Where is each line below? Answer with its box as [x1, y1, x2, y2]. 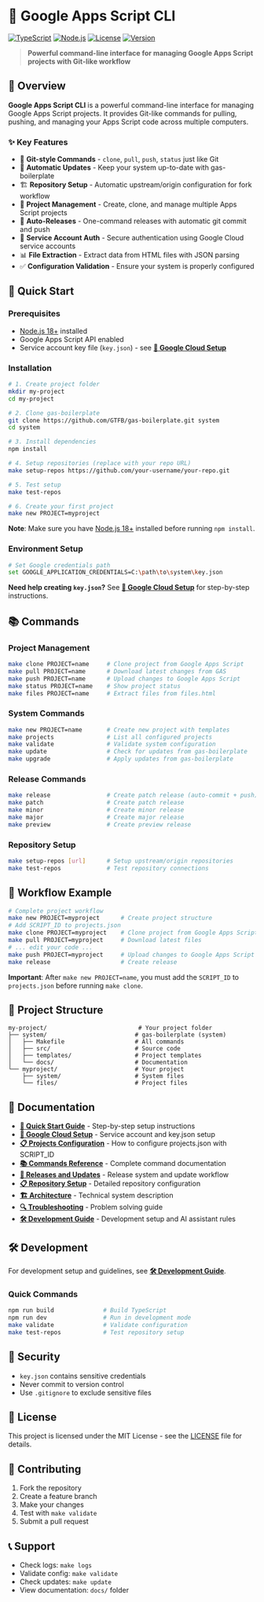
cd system [8, 423, 41, 431]
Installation [8, 362, 53, 373]
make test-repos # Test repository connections [8, 864, 210, 872]
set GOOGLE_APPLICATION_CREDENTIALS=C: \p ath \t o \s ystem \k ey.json [8, 569, 223, 577]
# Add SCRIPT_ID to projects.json [8, 922, 122, 929]
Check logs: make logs [19, 1560, 93, 1570]
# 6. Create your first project [8, 502, 114, 510]
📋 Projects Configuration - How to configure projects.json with [19, 1138, 227, 1148]
